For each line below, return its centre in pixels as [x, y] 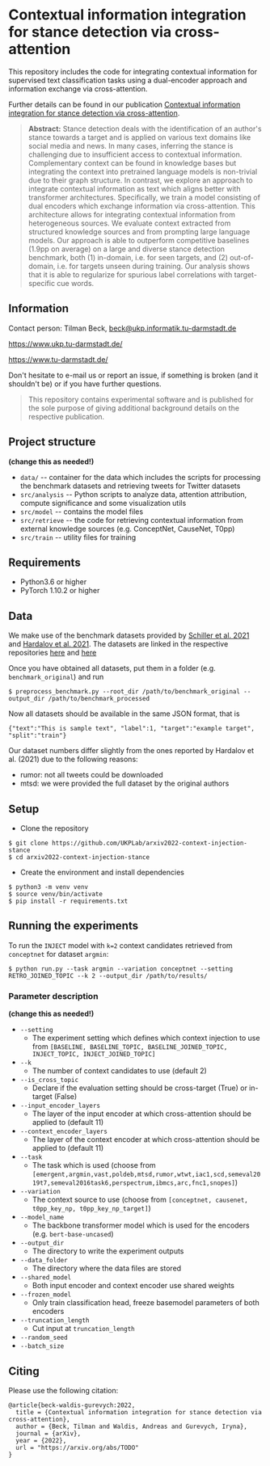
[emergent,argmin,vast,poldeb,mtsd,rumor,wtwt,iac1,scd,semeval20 [146, 1175]
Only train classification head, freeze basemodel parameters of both [146, 1303]
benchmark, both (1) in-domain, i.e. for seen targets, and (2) [128, 257]
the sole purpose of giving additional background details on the [134, 408]
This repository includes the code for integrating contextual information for [133, 71]
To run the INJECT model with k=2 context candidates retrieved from [120, 945]
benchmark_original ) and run [56, 677]
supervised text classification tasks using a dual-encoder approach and [128, 80]
